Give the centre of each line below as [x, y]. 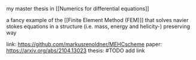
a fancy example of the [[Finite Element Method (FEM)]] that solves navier [97, 20]
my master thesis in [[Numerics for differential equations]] [78, 9]
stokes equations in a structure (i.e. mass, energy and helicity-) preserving [98, 26]
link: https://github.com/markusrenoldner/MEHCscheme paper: [84, 44]
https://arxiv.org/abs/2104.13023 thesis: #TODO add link [76, 50]
